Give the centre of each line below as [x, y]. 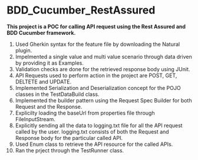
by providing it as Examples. [49, 63]
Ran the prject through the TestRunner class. [70, 150]
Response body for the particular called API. [69, 138]
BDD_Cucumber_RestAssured [81, 10]
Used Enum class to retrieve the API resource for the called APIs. [94, 144]
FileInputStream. [35, 119]
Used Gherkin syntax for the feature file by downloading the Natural [98, 44]
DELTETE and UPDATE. [43, 81]
